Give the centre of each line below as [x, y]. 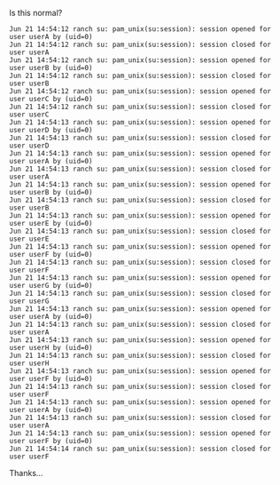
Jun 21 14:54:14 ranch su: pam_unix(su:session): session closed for [140, 449]
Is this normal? [36, 13]
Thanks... [26, 473]
